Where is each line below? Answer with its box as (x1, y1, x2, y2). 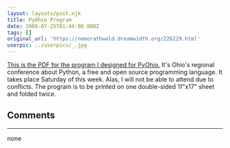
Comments (7, 110, 55, 121)
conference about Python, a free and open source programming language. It (7, 68, 222, 76)
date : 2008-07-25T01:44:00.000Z (7, 23, 99, 29)
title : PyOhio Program (7, 16, 72, 23)
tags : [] (7, 29, 32, 36)
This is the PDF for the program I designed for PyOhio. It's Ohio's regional (7, 61, 215, 69)
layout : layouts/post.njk (7, 10, 81, 17)
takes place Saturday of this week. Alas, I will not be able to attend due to (7, 75, 214, 83)
